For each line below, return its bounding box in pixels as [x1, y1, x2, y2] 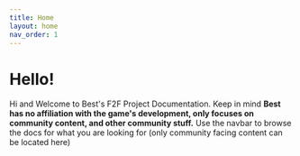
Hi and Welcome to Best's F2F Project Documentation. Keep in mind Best [9, 98, 281, 109]
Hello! [9, 69, 55, 89]
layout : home [9, 22, 59, 31]
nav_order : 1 [9, 30, 59, 39]
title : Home [9, 13, 54, 23]
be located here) [9, 137, 71, 148]
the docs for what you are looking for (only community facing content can [9, 127, 284, 138]
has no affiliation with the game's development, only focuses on [9, 108, 255, 119]
